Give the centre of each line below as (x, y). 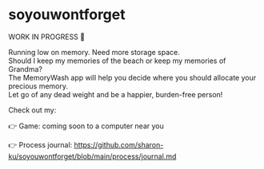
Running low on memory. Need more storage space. (94, 52)
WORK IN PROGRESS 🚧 (47, 37)
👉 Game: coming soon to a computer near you (86, 126)
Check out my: (32, 110)
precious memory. (38, 86)
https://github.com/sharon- (119, 144)
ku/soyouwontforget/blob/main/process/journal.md (92, 156)
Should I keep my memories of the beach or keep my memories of (117, 61)
